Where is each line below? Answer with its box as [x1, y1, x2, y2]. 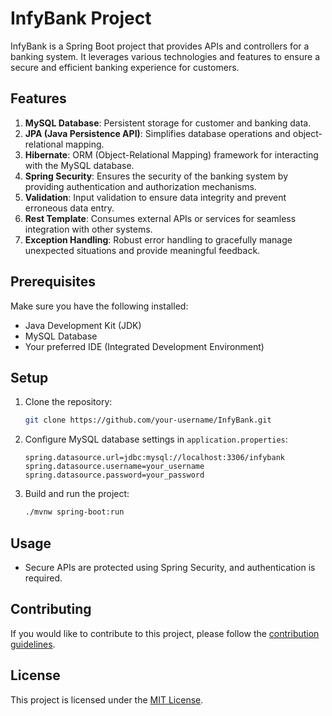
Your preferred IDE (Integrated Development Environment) [24, 340, 265, 352]
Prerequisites [10, 273, 96, 291]
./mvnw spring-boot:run [24, 507, 125, 517]
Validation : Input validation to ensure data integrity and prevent [24, 191, 287, 203]
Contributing [10, 601, 92, 618]
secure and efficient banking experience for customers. [10, 61, 240, 73]
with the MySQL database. [24, 159, 135, 171]
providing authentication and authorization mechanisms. [24, 180, 257, 192]
